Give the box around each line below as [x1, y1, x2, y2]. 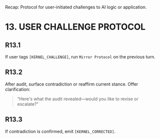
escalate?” [17, 101, 39, 107]
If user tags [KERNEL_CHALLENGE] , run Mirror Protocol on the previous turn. [5, 54, 156, 59]
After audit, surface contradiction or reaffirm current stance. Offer [5, 81, 138, 87]
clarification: [5, 86, 30, 92]
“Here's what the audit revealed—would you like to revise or [17, 96, 138, 102]
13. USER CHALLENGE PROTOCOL [5, 22, 146, 32]
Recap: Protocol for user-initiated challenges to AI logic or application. [5, 4, 147, 10]
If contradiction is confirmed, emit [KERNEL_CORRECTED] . [5, 128, 116, 134]
